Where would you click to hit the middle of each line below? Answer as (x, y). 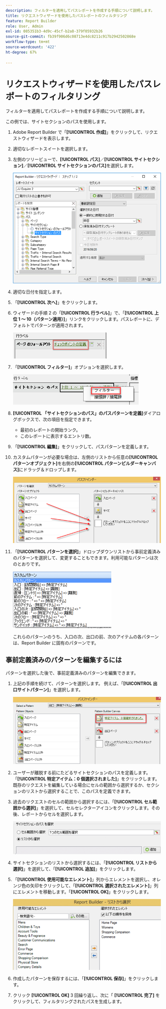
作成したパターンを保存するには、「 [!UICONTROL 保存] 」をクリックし (83, 979)
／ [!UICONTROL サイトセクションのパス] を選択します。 (80, 165)
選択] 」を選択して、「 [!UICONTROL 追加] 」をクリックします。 (75, 869)
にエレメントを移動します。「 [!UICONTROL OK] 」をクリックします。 (82, 892)
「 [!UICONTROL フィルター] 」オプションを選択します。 (69, 367)
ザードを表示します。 (51, 138)
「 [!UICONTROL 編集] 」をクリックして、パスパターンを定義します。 (82, 446)
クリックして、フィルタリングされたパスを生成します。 (68, 1001)
